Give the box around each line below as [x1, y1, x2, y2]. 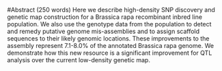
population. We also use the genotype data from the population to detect [7, 20, 212, 28]
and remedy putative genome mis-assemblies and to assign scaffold [7, 27, 200, 35]
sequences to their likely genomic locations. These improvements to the [7, 34, 210, 43]
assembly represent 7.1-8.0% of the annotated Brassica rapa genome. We [7, 42, 214, 49]
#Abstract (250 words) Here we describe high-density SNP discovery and [7, 6, 215, 14]
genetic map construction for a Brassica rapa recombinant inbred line [7, 13, 203, 21]
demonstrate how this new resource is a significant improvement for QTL [7, 49, 212, 57]
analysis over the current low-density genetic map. [7, 56, 150, 64]
